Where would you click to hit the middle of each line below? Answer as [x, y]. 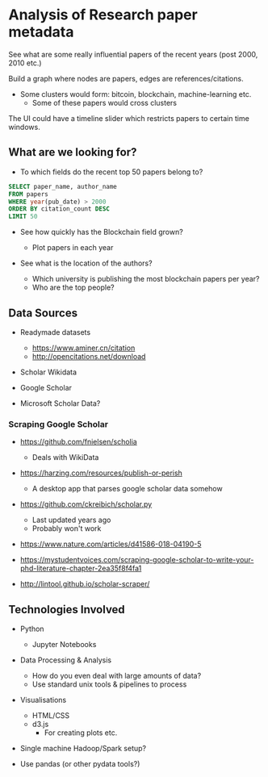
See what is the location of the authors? [86, 263]
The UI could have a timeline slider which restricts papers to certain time [129, 118]
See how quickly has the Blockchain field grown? [101, 232]
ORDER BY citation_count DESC [59, 209]
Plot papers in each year [73, 248]
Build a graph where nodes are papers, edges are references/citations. [126, 78]
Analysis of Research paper [103, 15]
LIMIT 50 [23, 217]
